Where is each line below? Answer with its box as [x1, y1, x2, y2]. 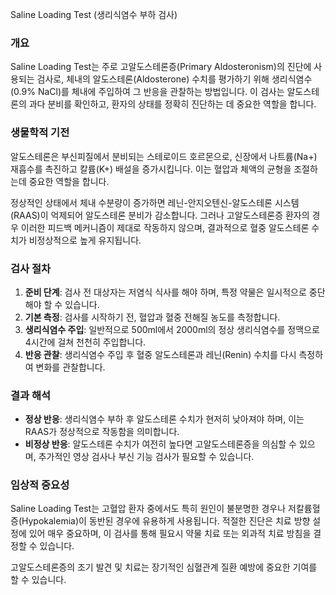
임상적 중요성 [10, 478, 70, 492]
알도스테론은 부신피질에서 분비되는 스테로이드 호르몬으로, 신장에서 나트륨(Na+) [10, 150, 318, 162]
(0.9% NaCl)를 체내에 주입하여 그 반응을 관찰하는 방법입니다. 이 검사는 [10, 86, 285, 98]
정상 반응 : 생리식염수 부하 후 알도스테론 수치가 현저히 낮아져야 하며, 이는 [24, 413, 305, 425]
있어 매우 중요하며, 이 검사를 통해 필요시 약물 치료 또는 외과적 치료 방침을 [28, 528, 312, 540]
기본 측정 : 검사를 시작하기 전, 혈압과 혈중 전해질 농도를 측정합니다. [24, 311, 281, 323]
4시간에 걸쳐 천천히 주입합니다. [24, 336, 147, 348]
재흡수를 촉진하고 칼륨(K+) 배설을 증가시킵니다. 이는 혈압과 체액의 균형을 [10, 163, 292, 175]
